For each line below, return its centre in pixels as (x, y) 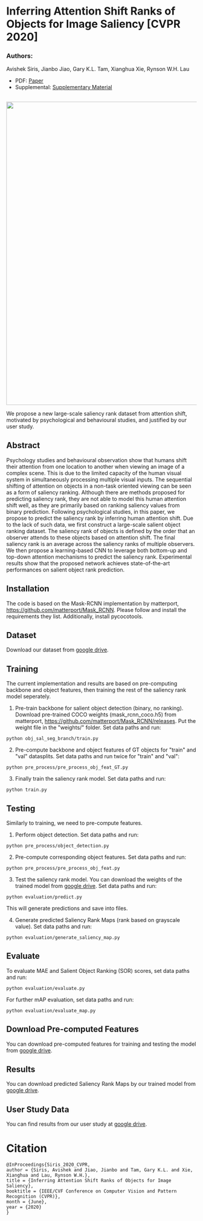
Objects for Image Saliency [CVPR (93, 24)
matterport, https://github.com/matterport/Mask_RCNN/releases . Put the (105, 721)
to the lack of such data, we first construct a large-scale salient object (93, 524)
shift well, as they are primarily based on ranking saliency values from (93, 505)
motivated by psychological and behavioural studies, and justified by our (97, 420)
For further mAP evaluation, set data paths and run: (70, 1000)
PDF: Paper (29, 81)
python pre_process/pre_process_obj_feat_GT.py (67, 768)
